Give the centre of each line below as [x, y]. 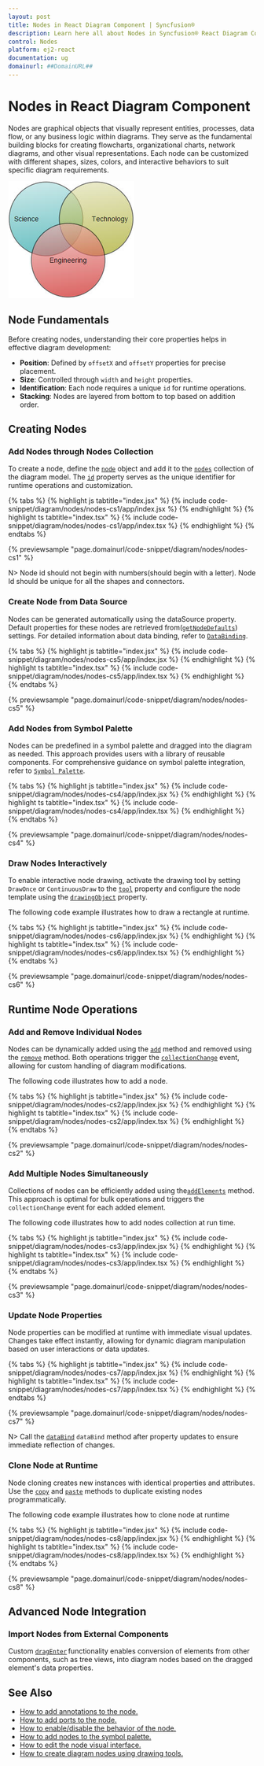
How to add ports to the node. [68, 1720]
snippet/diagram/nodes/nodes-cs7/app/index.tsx [88, 1390]
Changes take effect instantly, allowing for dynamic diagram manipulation [127, 1341]
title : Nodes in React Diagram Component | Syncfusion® [101, 25]
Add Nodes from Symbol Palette [71, 728]
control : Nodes [33, 42]
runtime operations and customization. [71, 486]
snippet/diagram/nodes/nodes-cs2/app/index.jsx [88, 1104]
